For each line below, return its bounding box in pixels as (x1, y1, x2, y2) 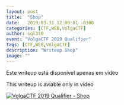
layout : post (6, 8, 39, 15)
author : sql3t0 (6, 31, 44, 37)
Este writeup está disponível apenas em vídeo (6, 69, 119, 76)
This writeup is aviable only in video (6, 81, 94, 88)
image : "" (6, 53, 31, 59)
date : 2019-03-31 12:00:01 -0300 (6, 20, 94, 26)
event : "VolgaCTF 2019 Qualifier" (6, 36, 92, 42)
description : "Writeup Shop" (6, 47, 78, 53)
